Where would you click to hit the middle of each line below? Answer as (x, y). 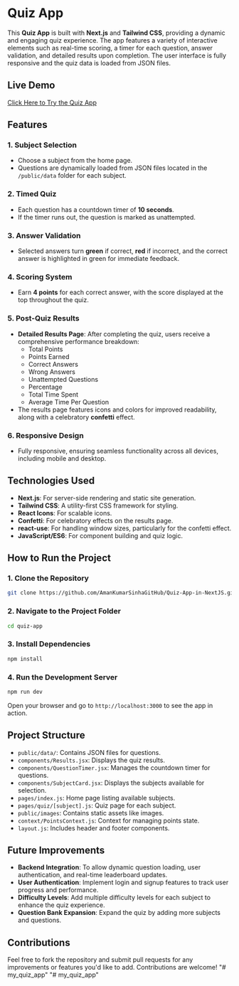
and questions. (39, 920)
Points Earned (49, 356)
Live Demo (31, 86)
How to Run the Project (59, 558)
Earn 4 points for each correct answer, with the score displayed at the (121, 292)
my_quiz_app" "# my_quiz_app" (53, 975)
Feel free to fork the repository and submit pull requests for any (100, 960)
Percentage (45, 387)
